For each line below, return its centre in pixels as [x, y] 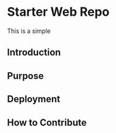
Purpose [26, 76]
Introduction [34, 52]
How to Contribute [47, 122]
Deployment [34, 99]
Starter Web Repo [58, 12]
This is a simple [29, 31]
